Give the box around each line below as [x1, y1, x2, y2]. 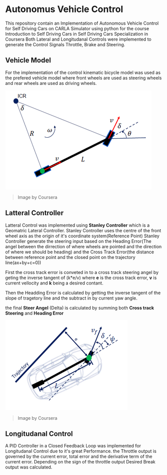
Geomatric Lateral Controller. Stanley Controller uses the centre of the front [5, 227, 161, 233]
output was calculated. [5, 464, 53, 470]
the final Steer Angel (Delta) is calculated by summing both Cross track [5, 305, 154, 311]
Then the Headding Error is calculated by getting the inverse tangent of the [5, 290, 161, 296]
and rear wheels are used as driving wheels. [5, 80, 97, 86]
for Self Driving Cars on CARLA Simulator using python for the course [5, 25, 149, 31]
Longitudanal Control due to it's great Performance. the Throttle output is [5, 448, 157, 454]
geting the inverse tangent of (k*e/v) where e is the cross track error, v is [5, 274, 157, 280]
